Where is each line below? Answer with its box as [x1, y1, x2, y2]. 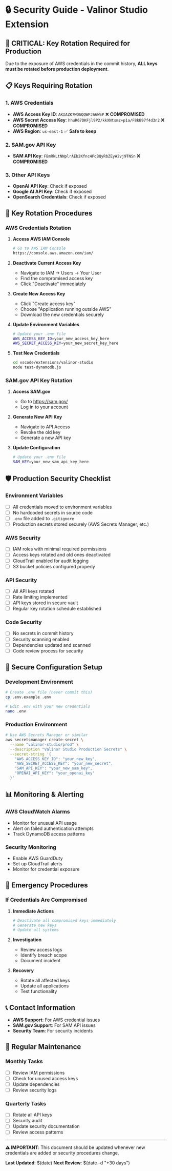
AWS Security [5, 534, 41, 541]
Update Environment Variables [12, 321, 79, 327]
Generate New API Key [12, 414, 62, 420]
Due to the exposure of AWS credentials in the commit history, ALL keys [5, 61, 158, 67]
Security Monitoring [5, 843, 56, 850]
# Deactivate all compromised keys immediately [12, 918, 116, 923]
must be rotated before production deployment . [5, 66, 109, 72]
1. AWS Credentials [5, 100, 54, 107]
